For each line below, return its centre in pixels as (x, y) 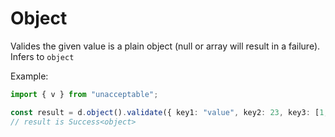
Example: (29, 76)
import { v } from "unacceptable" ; (84, 94)
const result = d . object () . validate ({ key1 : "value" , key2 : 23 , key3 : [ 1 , (169, 112)
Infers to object (42, 56)
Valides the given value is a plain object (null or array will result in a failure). (165, 46)
